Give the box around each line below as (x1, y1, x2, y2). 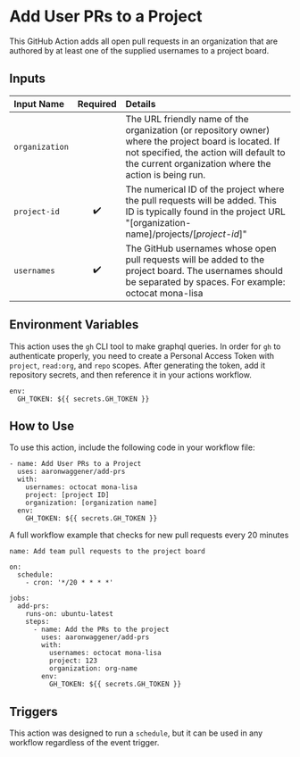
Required (77, 97, 118, 110)
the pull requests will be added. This (125, 194, 277, 206)
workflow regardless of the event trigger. (9, 737, 160, 748)
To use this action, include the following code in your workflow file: (9, 442, 255, 453)
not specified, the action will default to (125, 146, 286, 158)
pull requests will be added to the (125, 253, 265, 265)
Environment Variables (9, 317, 139, 332)
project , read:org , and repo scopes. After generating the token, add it (9, 360, 266, 370)
